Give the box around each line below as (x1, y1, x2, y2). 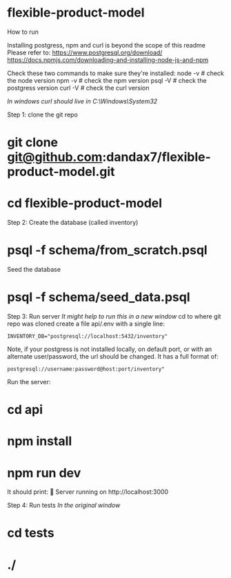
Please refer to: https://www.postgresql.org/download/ (7, 48, 163, 57)
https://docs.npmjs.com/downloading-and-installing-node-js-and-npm (7, 55, 209, 63)
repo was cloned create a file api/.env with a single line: (7, 319, 165, 328)
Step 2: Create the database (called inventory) (7, 219, 139, 227)
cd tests (7, 526, 54, 541)
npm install (7, 433, 72, 449)
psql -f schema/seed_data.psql (7, 290, 191, 305)
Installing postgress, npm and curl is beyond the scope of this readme (7, 41, 205, 49)
